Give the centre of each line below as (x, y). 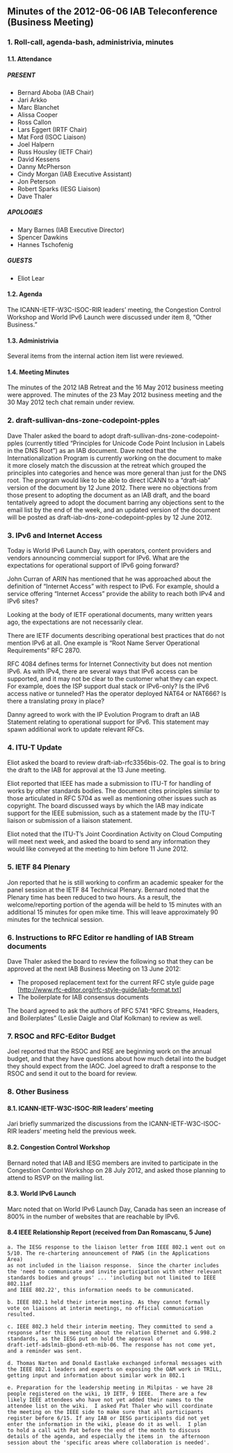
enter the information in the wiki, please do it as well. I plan (107, 1424)
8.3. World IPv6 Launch (42, 1193)
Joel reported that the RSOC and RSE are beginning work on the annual (110, 1051)
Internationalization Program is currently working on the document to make (115, 458)
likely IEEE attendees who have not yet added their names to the (105, 1400)
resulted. (22, 1314)
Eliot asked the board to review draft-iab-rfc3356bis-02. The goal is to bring (116, 763)
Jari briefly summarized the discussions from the (78, 1124)
